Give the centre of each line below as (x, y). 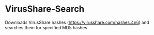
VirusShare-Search (45, 9)
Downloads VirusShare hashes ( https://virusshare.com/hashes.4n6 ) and (77, 22)
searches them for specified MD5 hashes (46, 27)
